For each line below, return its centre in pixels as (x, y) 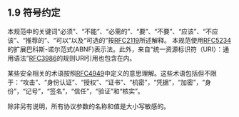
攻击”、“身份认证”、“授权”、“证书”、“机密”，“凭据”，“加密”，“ (114, 82)
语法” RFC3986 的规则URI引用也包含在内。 (75, 58)
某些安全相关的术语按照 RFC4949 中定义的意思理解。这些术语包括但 (106, 73)
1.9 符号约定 (34, 13)
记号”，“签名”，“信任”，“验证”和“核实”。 (85, 91)
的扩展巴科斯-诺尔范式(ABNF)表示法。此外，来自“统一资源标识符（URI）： (115, 49)
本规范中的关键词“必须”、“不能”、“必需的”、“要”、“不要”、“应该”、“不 (110, 31)
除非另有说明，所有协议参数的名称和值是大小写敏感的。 (88, 106)
